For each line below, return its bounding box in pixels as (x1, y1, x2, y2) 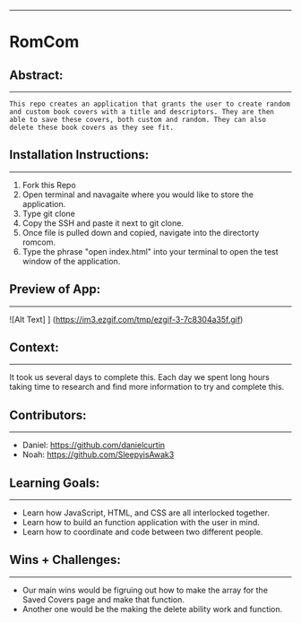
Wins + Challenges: (9, 552, 121, 567)
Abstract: (9, 67, 64, 82)
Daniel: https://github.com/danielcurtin (21, 440, 166, 451)
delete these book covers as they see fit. (9, 123, 175, 132)
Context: (9, 340, 60, 355)
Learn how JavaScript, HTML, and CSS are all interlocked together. (21, 507, 271, 518)
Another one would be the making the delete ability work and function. (21, 603, 283, 614)
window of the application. (21, 255, 121, 266)
